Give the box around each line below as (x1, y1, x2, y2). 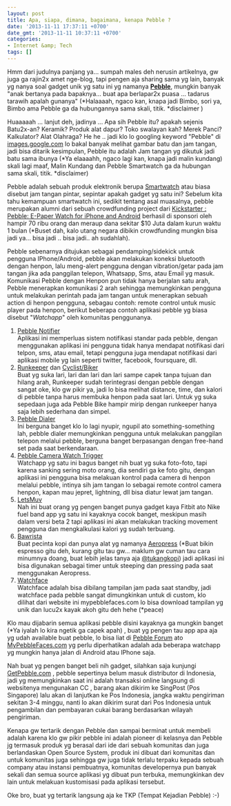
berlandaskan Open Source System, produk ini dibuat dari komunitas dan (7, 748, 215, 756)
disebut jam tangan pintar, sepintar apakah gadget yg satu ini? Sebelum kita (7, 189, 223, 198)
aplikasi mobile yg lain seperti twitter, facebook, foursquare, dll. (17, 356, 198, 364)
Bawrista (17, 532, 43, 540)
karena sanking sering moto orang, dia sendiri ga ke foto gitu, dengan (17, 466, 215, 474)
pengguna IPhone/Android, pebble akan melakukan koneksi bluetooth (7, 254, 205, 262)
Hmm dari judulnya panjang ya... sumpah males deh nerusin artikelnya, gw (7, 67, 219, 76)
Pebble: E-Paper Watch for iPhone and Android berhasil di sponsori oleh (7, 211, 212, 220)
